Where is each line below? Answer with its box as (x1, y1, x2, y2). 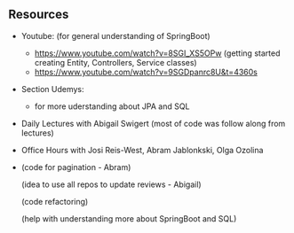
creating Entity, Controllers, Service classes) (34, 57, 197, 67)
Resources (8, 7, 69, 22)
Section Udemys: (20, 83, 85, 94)
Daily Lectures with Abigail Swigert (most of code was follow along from (20, 118, 286, 128)
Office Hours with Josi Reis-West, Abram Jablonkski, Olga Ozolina (20, 144, 264, 155)
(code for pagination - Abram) (20, 161, 131, 172)
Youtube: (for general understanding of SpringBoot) (20, 30, 211, 41)
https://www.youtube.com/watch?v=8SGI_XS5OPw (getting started (34, 48, 281, 58)
